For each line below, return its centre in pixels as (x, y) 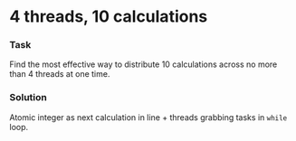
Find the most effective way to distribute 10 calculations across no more (143, 64)
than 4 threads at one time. (60, 74)
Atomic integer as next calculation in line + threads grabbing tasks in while (148, 117)
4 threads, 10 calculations (109, 17)
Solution (29, 98)
